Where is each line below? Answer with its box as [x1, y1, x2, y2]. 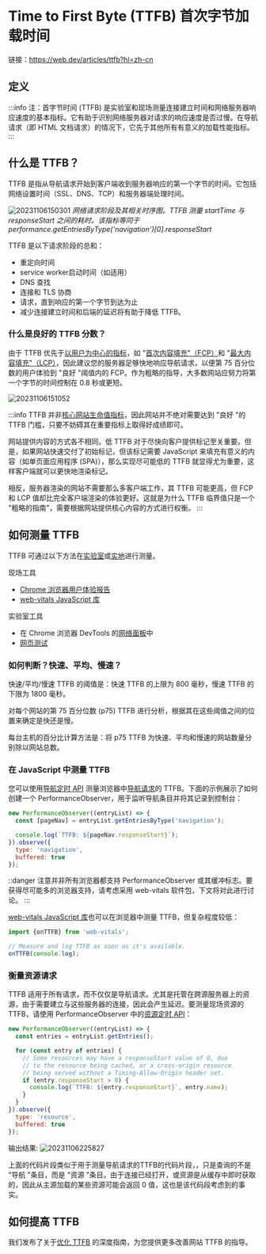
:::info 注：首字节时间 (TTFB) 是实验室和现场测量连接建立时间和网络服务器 [8, 102, 249, 112]
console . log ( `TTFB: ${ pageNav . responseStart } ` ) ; [15, 831, 179, 839]
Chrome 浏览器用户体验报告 [19, 584, 111, 594]
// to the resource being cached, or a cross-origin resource [22, 1062, 232, 1070]
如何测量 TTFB [8, 528, 80, 542]
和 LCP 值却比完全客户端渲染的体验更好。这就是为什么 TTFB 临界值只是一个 [8, 492, 255, 503]
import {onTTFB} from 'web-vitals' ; [8, 928, 129, 937]
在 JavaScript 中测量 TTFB [8, 764, 111, 775]
